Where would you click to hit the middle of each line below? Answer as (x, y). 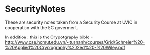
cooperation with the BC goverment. (42, 27)
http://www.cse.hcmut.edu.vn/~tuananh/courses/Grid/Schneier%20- (75, 42)
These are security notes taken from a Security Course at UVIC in (71, 22)
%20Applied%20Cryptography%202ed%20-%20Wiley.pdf (65, 47)
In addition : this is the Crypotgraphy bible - (49, 37)
